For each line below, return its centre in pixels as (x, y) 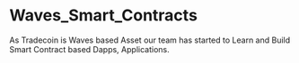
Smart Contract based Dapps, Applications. (89, 49)
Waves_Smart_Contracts (103, 16)
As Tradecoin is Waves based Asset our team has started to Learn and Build (150, 40)
